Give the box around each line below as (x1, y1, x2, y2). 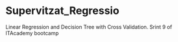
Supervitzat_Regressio (5, 4, 120, 17)
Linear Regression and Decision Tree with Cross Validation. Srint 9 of (5, 23, 173, 30)
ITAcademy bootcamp (5, 29, 59, 36)
